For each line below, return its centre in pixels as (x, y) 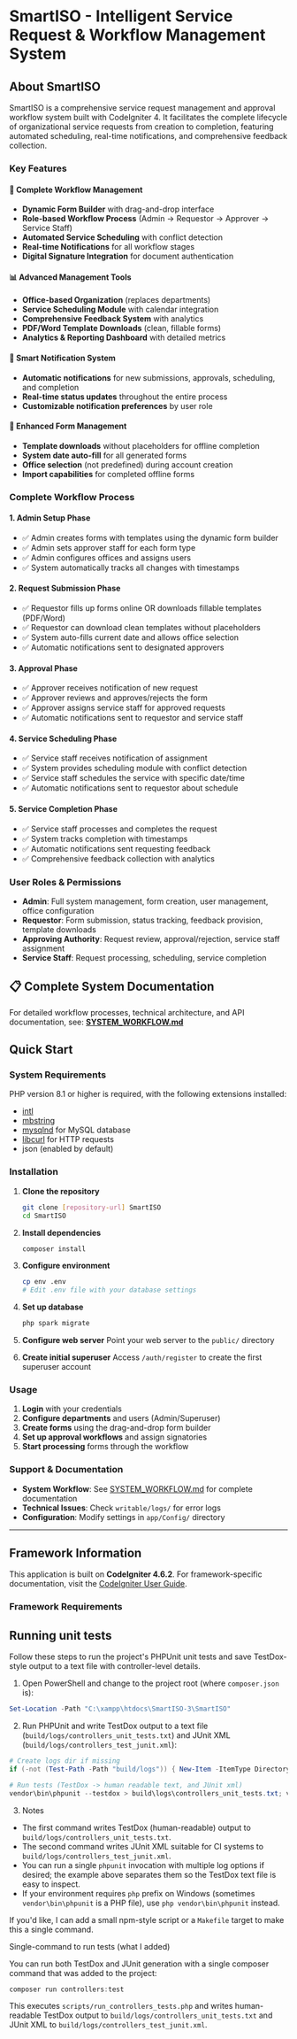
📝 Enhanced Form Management (68, 426)
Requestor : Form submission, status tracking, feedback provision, (142, 920)
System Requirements (58, 1075)
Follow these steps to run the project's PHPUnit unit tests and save (130, 1657)
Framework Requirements (66, 1607)
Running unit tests (61, 1635)
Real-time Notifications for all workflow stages (108, 247)
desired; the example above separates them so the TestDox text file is (149, 1874)
